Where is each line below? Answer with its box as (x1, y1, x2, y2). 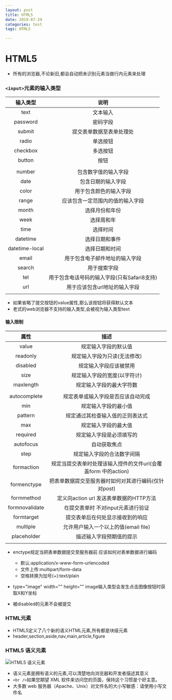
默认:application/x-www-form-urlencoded (20, 560, 110, 566)
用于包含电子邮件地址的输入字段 (64, 255, 142, 262)
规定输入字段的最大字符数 (76, 381, 138, 388)
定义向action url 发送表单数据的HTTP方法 (57, 494, 157, 501)
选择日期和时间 (85, 245, 121, 252)
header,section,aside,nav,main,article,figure (12, 633, 105, 639)
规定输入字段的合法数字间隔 (73, 450, 140, 457)
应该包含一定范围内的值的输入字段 (62, 198, 144, 205)
